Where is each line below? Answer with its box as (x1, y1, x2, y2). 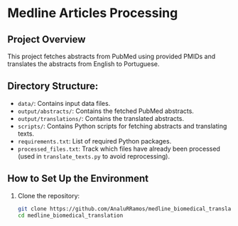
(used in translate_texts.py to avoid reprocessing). (17, 151, 171, 161)
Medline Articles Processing (7, 5, 178, 21)
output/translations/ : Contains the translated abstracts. (17, 114, 185, 122)
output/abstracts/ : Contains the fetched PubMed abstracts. (17, 107, 194, 115)
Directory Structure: (7, 80, 99, 92)
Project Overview (7, 33, 86, 45)
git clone (17, 205, 48, 212)
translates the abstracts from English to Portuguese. (7, 60, 160, 68)
